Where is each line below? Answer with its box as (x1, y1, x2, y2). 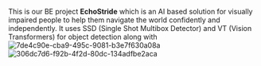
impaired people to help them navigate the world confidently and (8, 15, 220, 25)
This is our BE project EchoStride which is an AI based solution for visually (8, 7, 253, 16)
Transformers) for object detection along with (8, 32, 158, 41)
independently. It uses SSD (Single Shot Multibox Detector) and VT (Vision (8, 24, 252, 33)
